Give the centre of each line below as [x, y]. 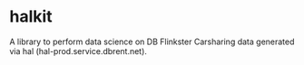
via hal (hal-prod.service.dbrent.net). [78, 51]
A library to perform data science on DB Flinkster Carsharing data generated [152, 42]
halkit [31, 17]
